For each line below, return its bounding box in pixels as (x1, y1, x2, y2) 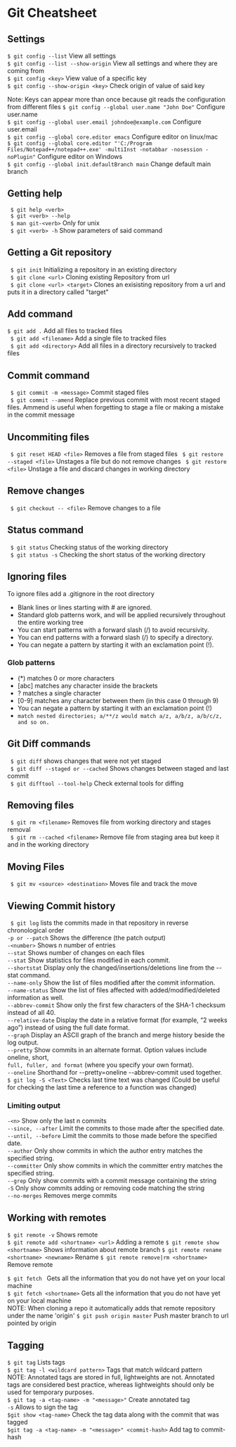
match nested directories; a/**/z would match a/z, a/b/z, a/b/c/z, (17, 712, 223, 719)
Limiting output (7, 1100, 61, 1110)
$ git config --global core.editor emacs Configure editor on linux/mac (7, 132, 218, 141)
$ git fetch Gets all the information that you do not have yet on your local (7, 1274, 225, 1282)
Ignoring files (7, 571, 67, 583)
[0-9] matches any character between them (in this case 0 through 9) (17, 696, 219, 704)
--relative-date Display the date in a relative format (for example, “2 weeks (7, 1016, 228, 1025)
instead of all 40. (7, 1009, 56, 1017)
